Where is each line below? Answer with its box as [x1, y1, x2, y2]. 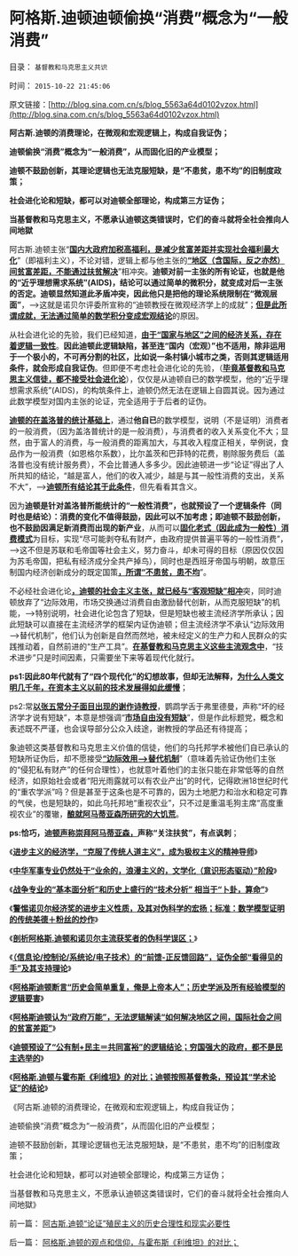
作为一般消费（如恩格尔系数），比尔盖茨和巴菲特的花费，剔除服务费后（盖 [16, 447, 286, 458]
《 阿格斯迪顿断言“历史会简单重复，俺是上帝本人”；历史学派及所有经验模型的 [9, 982, 286, 992]
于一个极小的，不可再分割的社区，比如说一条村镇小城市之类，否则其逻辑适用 [9, 352, 289, 362]
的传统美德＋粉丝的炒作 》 [9, 913, 99, 924]
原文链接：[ [9, 99, 51, 109]
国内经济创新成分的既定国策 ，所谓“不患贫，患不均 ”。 [16, 566, 211, 577]
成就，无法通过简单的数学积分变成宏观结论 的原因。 [16, 310, 204, 320]
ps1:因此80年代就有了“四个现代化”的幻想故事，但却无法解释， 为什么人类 [9, 671, 277, 682]
